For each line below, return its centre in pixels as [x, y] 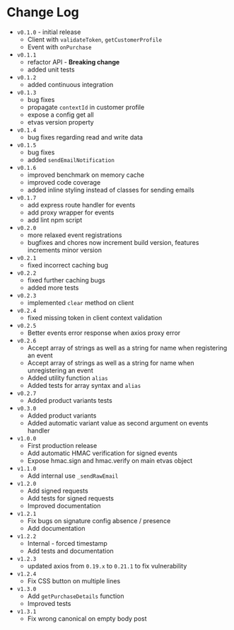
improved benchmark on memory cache [86, 175]
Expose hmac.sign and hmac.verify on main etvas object [110, 460]
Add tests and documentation [70, 551]
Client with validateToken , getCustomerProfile [95, 39]
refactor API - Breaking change [74, 62]
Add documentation [56, 528]
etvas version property [60, 122]
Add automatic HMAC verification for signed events [102, 453]
